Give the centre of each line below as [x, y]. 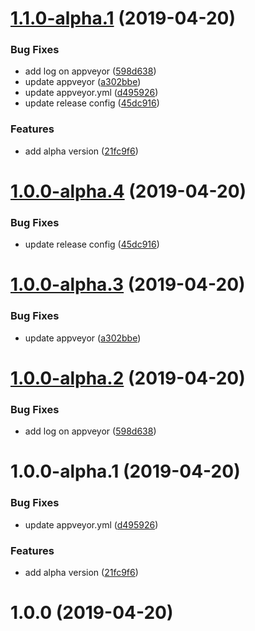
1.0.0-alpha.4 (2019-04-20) [128, 191]
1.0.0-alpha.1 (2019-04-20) [125, 471]
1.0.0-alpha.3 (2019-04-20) [128, 284]
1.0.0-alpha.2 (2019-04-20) [128, 378]
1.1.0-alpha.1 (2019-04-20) [123, 18]
